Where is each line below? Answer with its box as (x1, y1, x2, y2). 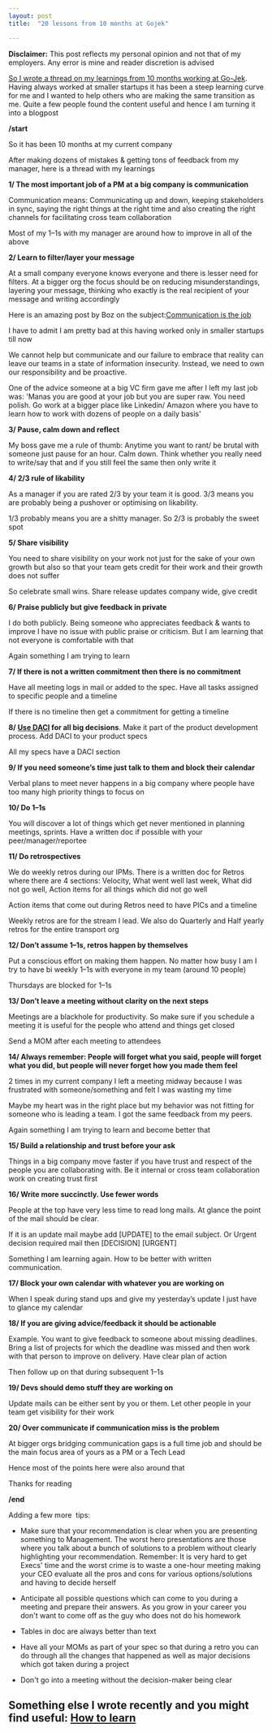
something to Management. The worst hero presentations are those (19, 1534, 247, 1544)
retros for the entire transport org (8, 924, 119, 934)
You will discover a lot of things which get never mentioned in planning (8, 818, 245, 828)
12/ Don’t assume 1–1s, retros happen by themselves (8, 939, 188, 950)
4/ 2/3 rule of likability (8, 473, 85, 483)
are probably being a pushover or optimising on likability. (8, 497, 199, 508)
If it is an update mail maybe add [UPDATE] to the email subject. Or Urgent (8, 1229, 257, 1239)
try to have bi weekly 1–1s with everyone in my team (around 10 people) (8, 964, 246, 974)
